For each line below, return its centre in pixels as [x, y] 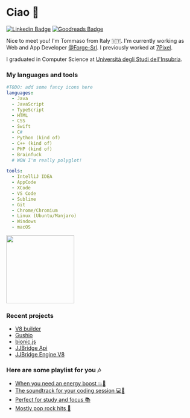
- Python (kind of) [36, 138]
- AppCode [24, 182]
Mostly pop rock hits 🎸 [43, 408]
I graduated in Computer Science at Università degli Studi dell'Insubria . [94, 59]
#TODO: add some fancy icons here [50, 87]
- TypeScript [28, 110]
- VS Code [24, 193]
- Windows [24, 222]
